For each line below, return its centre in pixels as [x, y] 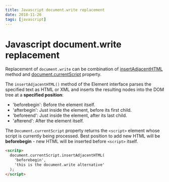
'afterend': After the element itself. [48, 121]
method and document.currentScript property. [53, 74]
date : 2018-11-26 [23, 15]
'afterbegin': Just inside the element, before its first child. [72, 110]
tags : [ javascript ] [26, 19]
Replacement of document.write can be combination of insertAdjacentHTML [84, 69]
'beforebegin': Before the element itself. [54, 105]
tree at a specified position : [35, 95]
